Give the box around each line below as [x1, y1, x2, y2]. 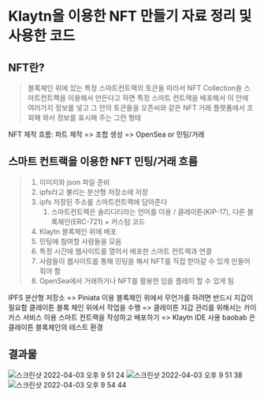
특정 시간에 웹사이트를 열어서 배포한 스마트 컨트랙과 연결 [39, 246, 213, 256]
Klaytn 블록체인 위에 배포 [39, 227, 117, 236]
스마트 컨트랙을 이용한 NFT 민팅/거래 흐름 [8, 155, 199, 168]
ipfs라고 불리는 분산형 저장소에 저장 [39, 187, 148, 197]
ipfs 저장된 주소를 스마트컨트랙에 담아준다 [39, 197, 168, 206]
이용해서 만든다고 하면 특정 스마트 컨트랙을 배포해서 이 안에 [68, 93, 249, 103]
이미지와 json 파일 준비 [39, 177, 110, 186]
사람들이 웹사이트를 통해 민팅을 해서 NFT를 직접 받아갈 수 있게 [39, 256, 230, 265]
